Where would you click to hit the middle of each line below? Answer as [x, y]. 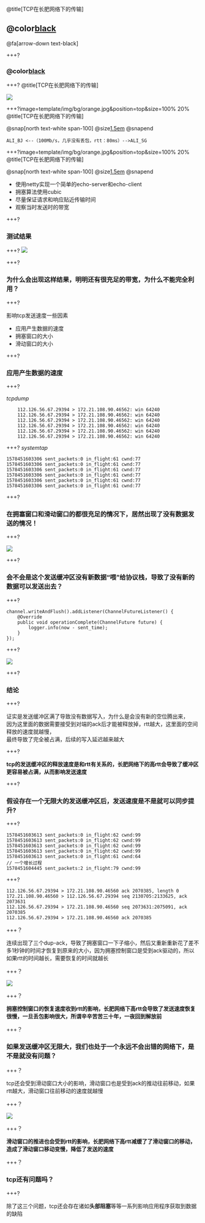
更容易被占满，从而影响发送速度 [47, 772]
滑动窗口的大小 [34, 343]
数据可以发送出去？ [35, 586]
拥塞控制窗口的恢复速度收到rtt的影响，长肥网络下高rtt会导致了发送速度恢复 [101, 1009]
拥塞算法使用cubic [39, 192]
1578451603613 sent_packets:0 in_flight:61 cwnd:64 [73, 857]
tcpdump [18, 398]
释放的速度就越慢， [31, 731]
